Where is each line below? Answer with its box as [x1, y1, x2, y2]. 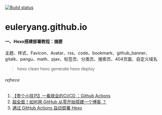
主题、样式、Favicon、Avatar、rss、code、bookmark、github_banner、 [5, 50, 150, 56]
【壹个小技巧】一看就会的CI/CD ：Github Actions [12, 93, 111, 99]
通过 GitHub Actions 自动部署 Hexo [12, 105, 82, 111]
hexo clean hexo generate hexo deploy [17, 66, 95, 72]
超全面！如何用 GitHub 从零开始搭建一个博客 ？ [12, 99, 107, 104]
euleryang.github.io [5, 22, 88, 33]
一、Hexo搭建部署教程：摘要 [5, 38, 63, 44]
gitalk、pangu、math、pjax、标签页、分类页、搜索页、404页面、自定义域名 [5, 56, 158, 62]
